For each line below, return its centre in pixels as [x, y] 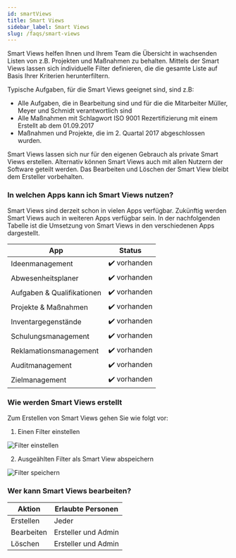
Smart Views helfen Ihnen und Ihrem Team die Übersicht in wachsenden [112, 54]
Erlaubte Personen [86, 509]
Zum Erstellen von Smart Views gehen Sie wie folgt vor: [88, 418]
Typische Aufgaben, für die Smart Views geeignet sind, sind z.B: [101, 89]
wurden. [30, 141]
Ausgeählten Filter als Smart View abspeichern [85, 459]
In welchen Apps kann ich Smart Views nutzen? [91, 195]
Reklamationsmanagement [55, 351]
